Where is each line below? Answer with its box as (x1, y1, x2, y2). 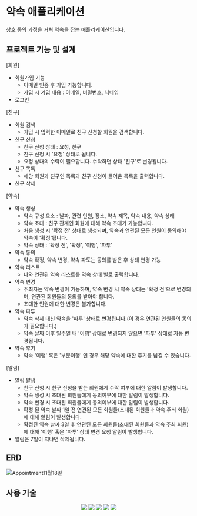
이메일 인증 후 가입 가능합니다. (23, 81, 93, 88)
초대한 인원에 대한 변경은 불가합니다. (23, 300, 107, 307)
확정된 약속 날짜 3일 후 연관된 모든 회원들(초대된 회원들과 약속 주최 (23, 421, 176, 428)
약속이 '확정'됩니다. (23, 234, 68, 241)
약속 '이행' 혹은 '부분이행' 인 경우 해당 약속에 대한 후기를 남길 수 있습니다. (23, 351, 191, 358)
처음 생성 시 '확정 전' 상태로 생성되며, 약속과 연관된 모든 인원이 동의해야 (23, 227, 186, 234)
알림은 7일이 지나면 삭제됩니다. (14, 435, 86, 443)
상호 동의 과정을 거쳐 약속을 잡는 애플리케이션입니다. (6, 26, 125, 33)
